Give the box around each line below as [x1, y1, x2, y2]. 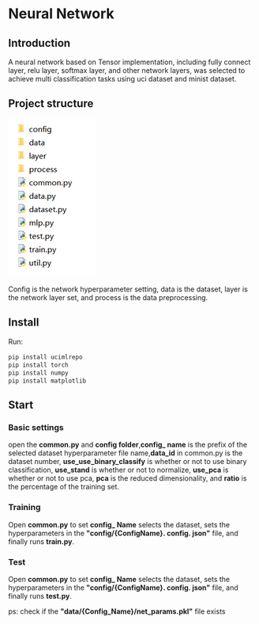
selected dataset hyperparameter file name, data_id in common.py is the [8, 448, 243, 458]
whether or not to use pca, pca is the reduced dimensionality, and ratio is [8, 474, 247, 483]
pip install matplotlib [8, 377, 87, 385]
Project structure [8, 97, 94, 111]
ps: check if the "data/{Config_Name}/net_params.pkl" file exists [8, 607, 226, 616]
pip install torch [8, 361, 69, 369]
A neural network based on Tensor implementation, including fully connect [8, 57, 251, 67]
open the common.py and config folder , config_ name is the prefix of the [8, 440, 247, 450]
